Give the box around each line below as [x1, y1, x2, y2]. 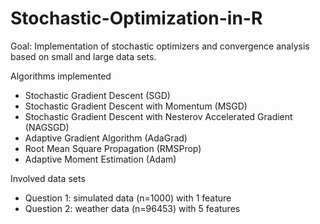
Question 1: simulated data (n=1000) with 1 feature [24, 192, 232, 204]
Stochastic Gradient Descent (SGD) [24, 89, 171, 101]
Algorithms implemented [10, 70, 112, 82]
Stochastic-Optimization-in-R [10, 7, 263, 30]
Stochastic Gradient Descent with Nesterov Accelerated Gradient [24, 110, 293, 122]
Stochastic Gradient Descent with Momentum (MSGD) [24, 100, 248, 112]
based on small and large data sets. [10, 50, 157, 62]
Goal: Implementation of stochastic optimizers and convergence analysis [10, 40, 310, 52]
